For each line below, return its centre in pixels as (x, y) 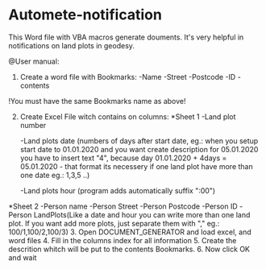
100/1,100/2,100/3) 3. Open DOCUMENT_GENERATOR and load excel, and (130, 232)
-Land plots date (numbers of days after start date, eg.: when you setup (139, 141)
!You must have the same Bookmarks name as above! (97, 101)
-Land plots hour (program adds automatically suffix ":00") (118, 190)
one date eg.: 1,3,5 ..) (55, 175)
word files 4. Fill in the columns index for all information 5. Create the (123, 240)
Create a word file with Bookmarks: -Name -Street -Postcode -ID (128, 77)
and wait (23, 257)
